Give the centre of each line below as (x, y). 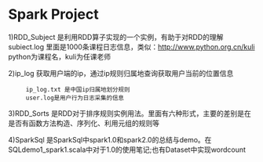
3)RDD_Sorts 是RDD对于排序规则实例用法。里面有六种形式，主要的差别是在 (130, 113)
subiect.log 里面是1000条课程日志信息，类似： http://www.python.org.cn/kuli (131, 47)
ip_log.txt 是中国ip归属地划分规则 (78, 89)
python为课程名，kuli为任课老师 (60, 56)
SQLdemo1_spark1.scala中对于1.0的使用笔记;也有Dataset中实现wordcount (127, 149)
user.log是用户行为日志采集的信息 (75, 98)
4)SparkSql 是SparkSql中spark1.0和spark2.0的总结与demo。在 (110, 139)
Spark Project (54, 14)
